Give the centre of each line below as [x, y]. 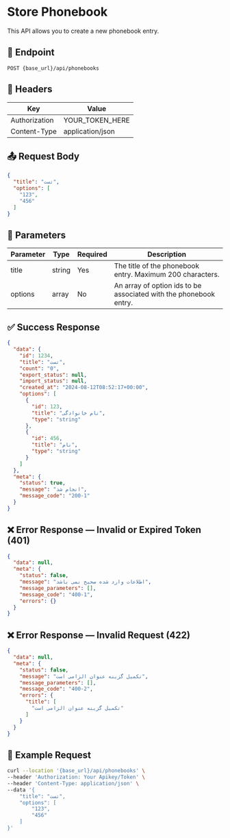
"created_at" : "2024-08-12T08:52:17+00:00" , [84, 388]
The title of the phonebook [157, 266]
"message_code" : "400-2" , [56, 689]
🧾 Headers [30, 89]
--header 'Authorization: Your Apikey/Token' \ [76, 777]
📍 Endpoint [31, 52]
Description [167, 254]
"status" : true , [43, 483]
